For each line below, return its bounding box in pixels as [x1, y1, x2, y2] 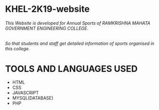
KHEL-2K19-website [5, 3, 90, 15]
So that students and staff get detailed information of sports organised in [5, 40, 155, 46]
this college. [5, 46, 30, 52]
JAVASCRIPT [12, 90, 39, 96]
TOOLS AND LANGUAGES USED [5, 63, 138, 74]
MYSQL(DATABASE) [12, 95, 53, 101]
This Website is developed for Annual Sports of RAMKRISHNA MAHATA [5, 20, 151, 26]
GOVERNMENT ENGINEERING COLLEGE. [5, 25, 89, 31]
